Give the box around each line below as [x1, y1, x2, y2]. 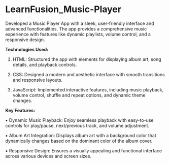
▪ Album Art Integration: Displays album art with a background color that [5, 132, 156, 138]
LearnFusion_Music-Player [5, 4, 122, 15]
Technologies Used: [5, 46, 49, 52]
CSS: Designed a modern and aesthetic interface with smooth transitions [12, 71, 165, 77]
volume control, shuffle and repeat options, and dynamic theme [12, 92, 146, 98]
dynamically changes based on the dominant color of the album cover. [5, 138, 153, 144]
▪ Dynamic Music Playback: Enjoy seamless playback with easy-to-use [5, 117, 154, 123]
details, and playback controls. [12, 61, 77, 68]
